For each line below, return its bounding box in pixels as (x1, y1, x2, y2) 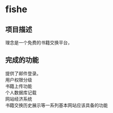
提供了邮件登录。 (5, 70, 41, 76)
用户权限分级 (5, 76, 32, 82)
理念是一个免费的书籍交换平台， (5, 40, 72, 45)
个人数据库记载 (5, 89, 37, 95)
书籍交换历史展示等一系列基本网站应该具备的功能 (5, 102, 108, 108)
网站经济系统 (5, 96, 32, 102)
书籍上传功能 (5, 83, 32, 89)
